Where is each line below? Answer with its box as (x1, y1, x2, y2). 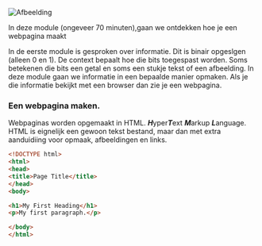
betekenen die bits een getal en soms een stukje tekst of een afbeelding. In (8, 63, 254, 73)
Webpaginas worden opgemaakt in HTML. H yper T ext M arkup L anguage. (8, 118, 247, 128)
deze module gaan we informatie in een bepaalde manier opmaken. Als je (8, 72, 249, 81)
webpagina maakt (8, 32, 67, 40)
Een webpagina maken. (8, 100, 101, 111)
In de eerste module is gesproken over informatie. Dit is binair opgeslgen (8, 47, 246, 56)
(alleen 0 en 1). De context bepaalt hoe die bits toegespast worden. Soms (8, 56, 248, 64)
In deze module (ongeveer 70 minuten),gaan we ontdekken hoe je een (8, 23, 237, 32)
